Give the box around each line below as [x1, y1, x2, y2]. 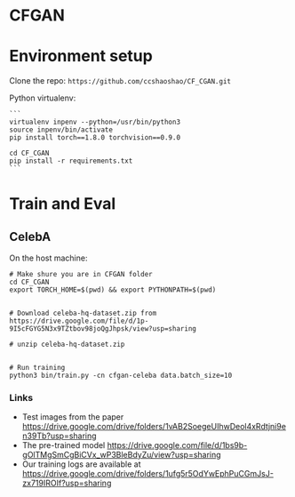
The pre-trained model [21, 440, 106, 451]
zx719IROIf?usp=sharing [21, 477, 112, 489]
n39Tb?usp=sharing [21, 430, 97, 441]
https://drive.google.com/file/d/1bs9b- [107, 440, 248, 451]
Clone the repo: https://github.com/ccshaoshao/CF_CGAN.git [9, 76, 231, 86]
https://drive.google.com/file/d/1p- [9, 317, 149, 325]
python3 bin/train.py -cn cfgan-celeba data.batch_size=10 [9, 371, 233, 381]
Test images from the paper [21, 412, 124, 422]
